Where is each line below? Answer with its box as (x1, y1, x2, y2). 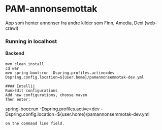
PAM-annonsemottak (5, 3, 98, 15)
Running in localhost (5, 37, 57, 45)
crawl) (5, 25, 19, 31)
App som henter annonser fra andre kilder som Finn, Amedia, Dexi (5, 20, 144, 26)
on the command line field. (5, 121, 65, 126)
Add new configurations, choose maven (5, 93, 87, 98)
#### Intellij (5, 84, 36, 89)
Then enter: (5, 97, 30, 102)
